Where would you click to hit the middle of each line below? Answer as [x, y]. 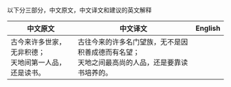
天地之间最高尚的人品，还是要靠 [130, 62]
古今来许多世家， [38, 42]
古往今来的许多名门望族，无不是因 [133, 42]
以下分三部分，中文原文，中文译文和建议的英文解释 [79, 10]
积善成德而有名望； [109, 52]
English [208, 28]
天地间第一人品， [38, 62]
